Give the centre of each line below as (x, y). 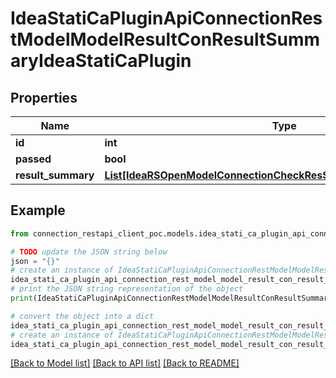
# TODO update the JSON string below (89, 252)
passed (33, 159)
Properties (44, 97)
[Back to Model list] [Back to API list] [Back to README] (125, 363)
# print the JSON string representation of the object (127, 289)
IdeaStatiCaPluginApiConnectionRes (166, 18)
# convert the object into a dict (82, 316)
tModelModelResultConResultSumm (165, 39)
